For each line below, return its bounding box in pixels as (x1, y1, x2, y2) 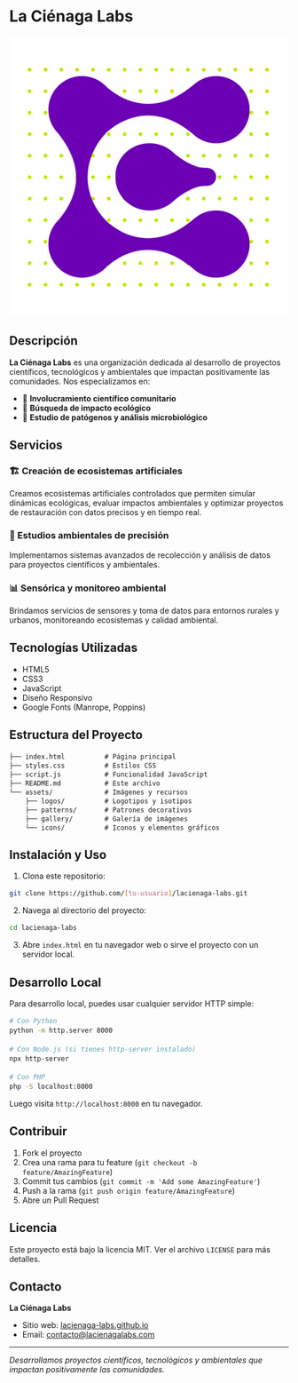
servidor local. (21, 949, 75, 960)
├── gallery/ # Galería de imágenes (25, 815, 189, 823)
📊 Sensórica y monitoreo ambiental (9, 582, 167, 594)
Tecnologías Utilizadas (9, 640, 138, 656)
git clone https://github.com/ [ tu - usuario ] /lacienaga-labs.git (9, 889, 248, 898)
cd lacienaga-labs (9, 924, 77, 933)
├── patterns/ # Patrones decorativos (25, 806, 192, 815)
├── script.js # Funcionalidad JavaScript (9, 770, 208, 779)
